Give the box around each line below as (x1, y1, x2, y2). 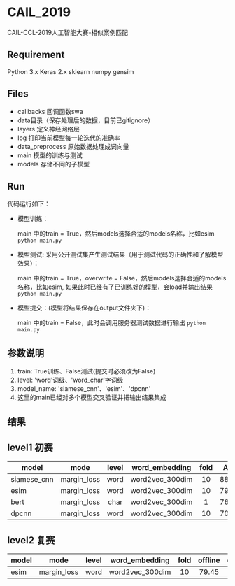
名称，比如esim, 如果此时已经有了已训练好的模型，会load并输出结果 (17, 283, 213, 291)
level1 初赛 (7, 441, 54, 453)
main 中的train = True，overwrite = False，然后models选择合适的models (17, 274, 227, 283)
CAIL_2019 (7, 4, 71, 20)
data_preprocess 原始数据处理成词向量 (17, 142, 129, 150)
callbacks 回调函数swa (17, 107, 83, 115)
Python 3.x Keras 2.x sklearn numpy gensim (7, 67, 134, 76)
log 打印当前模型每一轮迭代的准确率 (17, 134, 121, 142)
